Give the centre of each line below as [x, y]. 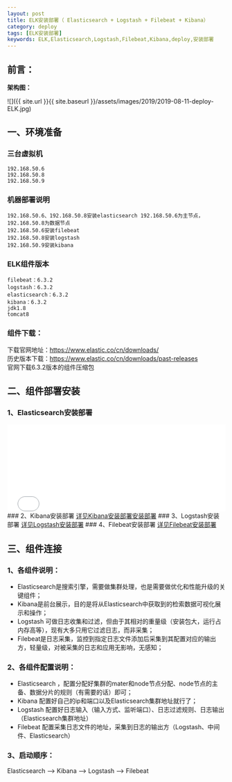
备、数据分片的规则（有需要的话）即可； [75, 692]
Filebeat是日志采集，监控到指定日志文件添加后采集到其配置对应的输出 [117, 638]
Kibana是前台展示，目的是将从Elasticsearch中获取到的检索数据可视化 [116, 604]
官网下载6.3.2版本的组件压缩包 [51, 367]
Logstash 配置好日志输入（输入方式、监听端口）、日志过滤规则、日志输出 [121, 710]
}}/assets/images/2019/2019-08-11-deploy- [152, 101]
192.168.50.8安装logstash [43, 238]
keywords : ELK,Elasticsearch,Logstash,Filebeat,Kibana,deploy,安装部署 [111, 40]
